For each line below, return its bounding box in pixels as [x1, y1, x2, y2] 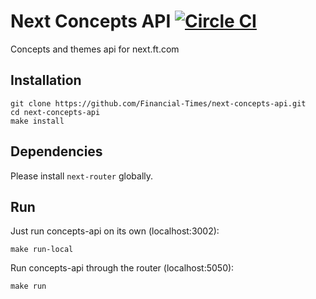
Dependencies [10, 143, 103, 160]
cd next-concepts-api [10, 107, 101, 117]
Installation [10, 72, 82, 89]
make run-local [10, 245, 74, 255]
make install [10, 116, 65, 126]
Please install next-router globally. [10, 170, 154, 182]
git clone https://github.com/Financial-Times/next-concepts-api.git [10, 98, 307, 109]
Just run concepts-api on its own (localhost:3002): [10, 225, 220, 237]
